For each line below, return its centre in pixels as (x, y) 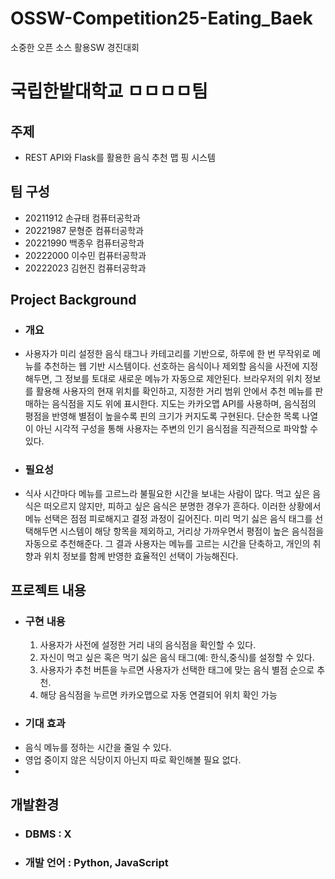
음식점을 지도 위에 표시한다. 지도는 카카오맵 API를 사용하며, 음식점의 (184, 404)
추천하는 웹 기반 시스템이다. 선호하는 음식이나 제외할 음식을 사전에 (171, 366)
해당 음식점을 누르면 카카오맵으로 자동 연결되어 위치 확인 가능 (158, 695)
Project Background (73, 300)
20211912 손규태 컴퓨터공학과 (82, 218)
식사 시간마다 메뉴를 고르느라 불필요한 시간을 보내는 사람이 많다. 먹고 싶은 (167, 493)
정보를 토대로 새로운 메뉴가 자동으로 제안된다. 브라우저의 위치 (183, 379)
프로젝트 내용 (48, 590)
